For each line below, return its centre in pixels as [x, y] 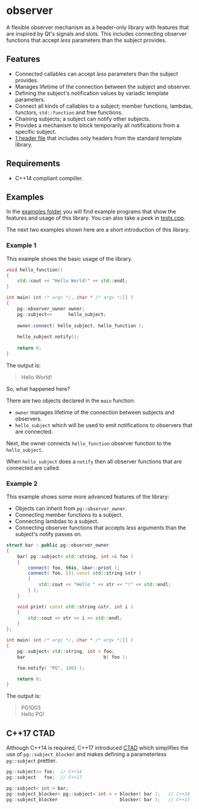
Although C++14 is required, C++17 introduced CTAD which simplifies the [97, 748]
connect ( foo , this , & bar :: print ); [74, 568]
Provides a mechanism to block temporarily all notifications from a [97, 125]
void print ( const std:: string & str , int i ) [75, 607]
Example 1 [21, 246]
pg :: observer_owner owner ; [51, 309]
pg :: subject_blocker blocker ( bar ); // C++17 [98, 799]
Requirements [33, 164]
